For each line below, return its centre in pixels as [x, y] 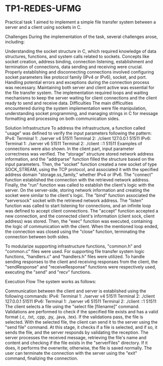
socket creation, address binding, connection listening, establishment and [79, 61]
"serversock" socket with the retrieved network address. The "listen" [74, 200]
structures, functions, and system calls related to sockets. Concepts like [77, 56]
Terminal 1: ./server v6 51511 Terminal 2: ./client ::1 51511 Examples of [74, 143]
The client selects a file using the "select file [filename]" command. [72, 306]
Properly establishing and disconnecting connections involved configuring [80, 72]
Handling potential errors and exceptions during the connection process [77, 82]
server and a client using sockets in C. [43, 27]
